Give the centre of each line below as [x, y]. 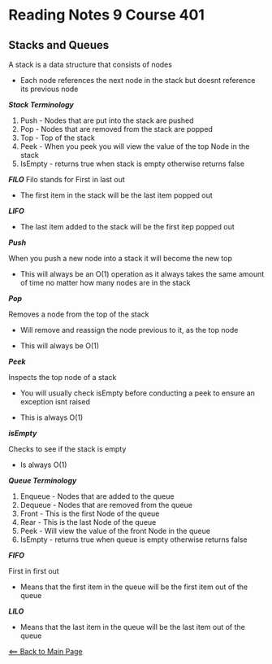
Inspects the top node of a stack [63, 377]
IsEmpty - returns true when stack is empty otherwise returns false [132, 164]
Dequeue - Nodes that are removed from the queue [106, 505]
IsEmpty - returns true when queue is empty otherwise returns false [134, 539]
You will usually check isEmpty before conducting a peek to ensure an [138, 393]
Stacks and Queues [59, 45]
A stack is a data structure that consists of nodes [91, 64]
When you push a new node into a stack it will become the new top [121, 258]
